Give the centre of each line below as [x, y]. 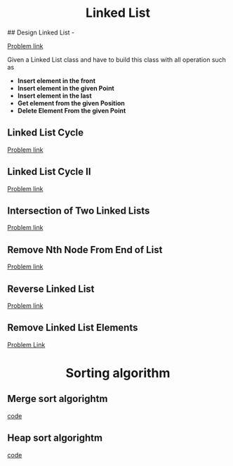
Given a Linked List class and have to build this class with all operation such [117, 59]
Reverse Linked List [51, 289]
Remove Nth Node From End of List [85, 250]
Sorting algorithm [118, 373]
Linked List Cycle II [49, 172]
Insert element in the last [55, 96]
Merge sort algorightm [58, 399]
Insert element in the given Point [66, 88]
